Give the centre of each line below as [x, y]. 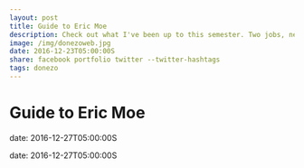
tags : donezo [34, 69]
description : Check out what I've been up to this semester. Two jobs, [147, 34]
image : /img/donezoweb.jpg [60, 43]
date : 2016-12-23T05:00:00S [62, 51]
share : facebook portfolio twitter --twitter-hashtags [115, 60]
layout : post [34, 18]
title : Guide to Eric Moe [58, 26]
